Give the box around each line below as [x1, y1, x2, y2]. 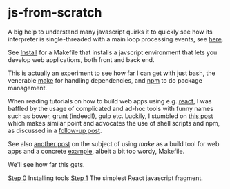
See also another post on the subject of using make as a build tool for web [8, 139, 220, 148]
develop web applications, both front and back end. [8, 55, 155, 63]
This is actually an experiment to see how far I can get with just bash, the [8, 69, 216, 77]
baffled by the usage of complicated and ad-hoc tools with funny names [8, 104, 213, 112]
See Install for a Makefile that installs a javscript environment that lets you [8, 48, 218, 57]
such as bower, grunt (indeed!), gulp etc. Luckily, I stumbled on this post [8, 112, 213, 120]
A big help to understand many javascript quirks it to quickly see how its [8, 28, 213, 36]
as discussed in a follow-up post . [8, 126, 102, 135]
